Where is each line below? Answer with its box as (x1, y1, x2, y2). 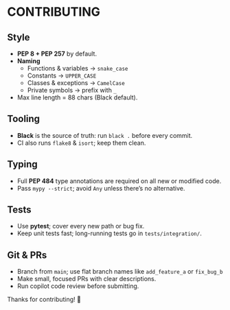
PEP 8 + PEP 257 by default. (16, 49, 97, 58)
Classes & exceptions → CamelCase (27, 79, 125, 86)
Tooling (7, 113, 40, 125)
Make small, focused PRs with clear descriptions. (16, 275, 157, 283)
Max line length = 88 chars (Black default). (16, 93, 138, 102)
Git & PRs (7, 249, 47, 261)
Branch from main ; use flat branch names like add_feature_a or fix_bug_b (16, 267, 223, 276)
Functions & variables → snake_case (27, 64, 128, 72)
